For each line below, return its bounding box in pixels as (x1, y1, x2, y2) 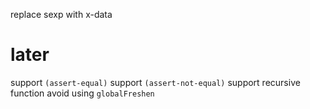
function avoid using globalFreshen (10, 87, 155, 99)
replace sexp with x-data (10, 9, 113, 20)
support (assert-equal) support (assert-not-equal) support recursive (10, 76, 301, 88)
